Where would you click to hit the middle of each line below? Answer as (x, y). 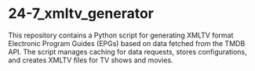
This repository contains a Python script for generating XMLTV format (121, 35)
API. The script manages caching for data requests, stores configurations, (127, 51)
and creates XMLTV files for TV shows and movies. (91, 60)
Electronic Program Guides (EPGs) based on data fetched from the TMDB (127, 43)
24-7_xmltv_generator (81, 14)
